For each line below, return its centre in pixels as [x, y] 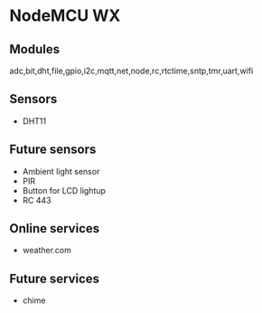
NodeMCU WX [65, 16]
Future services [55, 278]
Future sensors [53, 150]
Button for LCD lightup [64, 190]
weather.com [47, 251]
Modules [35, 49]
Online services [55, 228]
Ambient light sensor [61, 171]
